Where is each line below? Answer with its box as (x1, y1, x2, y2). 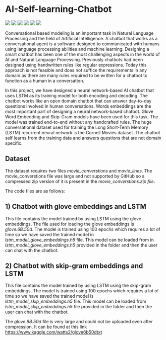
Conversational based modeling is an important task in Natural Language (5, 30, 154, 36)
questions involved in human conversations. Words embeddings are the (5, 103, 152, 109)
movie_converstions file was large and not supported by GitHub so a (5, 173, 145, 179)
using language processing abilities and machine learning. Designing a (5, 46, 150, 52)
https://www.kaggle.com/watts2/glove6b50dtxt (5, 329, 103, 335)
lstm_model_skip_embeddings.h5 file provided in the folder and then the (5, 304, 152, 310)
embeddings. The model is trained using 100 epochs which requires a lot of (5, 288, 159, 294)
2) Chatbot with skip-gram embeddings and (5, 261, 143, 270)
